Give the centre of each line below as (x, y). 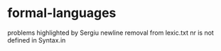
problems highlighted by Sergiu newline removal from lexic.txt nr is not (111, 33)
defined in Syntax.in (37, 40)
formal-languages (62, 13)
